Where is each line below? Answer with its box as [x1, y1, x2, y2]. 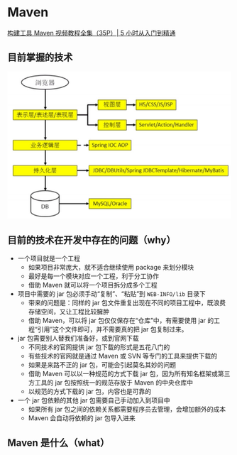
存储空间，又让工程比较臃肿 [28, 307, 110, 316]
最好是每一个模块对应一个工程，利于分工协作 [28, 272, 160, 280]
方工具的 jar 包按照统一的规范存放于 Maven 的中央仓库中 [28, 378, 194, 387]
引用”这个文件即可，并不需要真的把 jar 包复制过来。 [37, 325, 188, 334]
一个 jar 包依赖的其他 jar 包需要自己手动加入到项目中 [17, 396, 170, 405]
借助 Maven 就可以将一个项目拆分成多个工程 [28, 281, 158, 290]
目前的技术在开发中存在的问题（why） [7, 234, 176, 246]
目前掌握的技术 [7, 51, 73, 64]
